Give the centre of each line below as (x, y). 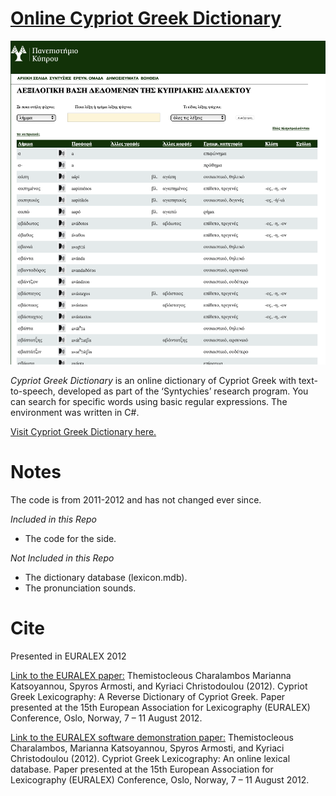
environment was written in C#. (75, 413)
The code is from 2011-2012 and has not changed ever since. (136, 500)
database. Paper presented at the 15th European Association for (142, 769)
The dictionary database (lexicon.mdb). (106, 578)
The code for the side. (70, 539)
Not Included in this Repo (62, 558)
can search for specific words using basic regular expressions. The (149, 402)
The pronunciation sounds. (80, 588)
